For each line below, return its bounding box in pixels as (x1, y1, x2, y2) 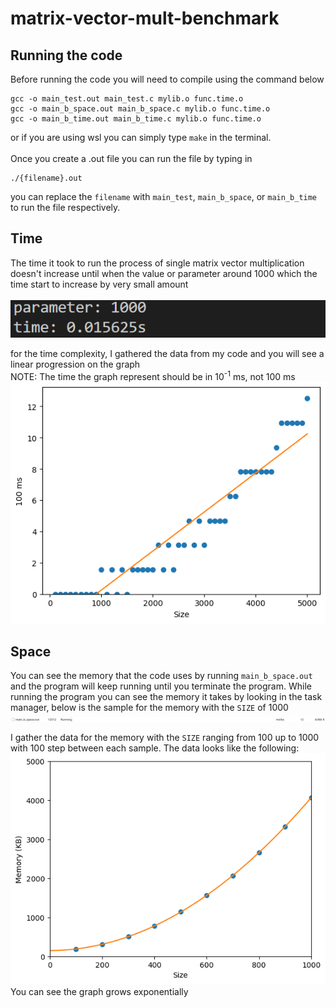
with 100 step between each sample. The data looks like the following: (10, 742, 300, 754)
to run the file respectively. (10, 202, 121, 213)
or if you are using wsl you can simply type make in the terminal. (10, 132, 272, 143)
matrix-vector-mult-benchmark (10, 7, 280, 30)
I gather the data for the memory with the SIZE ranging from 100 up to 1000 (10, 732, 320, 744)
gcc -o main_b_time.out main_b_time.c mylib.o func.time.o (10, 114, 262, 124)
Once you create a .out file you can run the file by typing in (10, 153, 253, 164)
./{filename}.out (10, 173, 83, 183)
